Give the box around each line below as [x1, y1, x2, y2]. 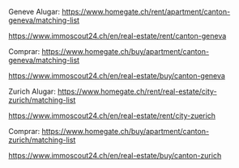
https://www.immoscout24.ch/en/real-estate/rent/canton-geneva [8, 31, 227, 40]
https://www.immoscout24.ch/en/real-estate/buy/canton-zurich [8, 151, 222, 160]
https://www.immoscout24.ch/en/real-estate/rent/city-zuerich [8, 111, 216, 120]
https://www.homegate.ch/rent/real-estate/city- [58, 86, 217, 96]
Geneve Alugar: [8, 7, 61, 16]
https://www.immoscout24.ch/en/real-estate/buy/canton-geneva [8, 71, 225, 80]
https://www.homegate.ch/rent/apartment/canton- [62, 7, 231, 16]
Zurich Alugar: [8, 86, 57, 96]
